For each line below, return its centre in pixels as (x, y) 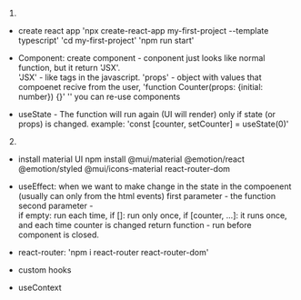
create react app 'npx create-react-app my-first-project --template (143, 30)
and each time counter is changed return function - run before (135, 225)
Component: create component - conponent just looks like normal (141, 58)
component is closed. (59, 235)
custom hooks (45, 270)
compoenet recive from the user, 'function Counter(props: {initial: (140, 87)
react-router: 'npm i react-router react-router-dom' (113, 252)
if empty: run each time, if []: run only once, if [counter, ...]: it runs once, (153, 215)
